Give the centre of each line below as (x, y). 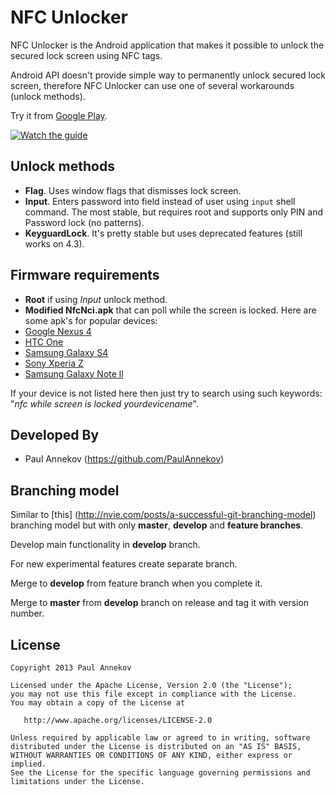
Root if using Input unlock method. (96, 299)
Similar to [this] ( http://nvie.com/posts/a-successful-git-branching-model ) (163, 515)
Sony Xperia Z (54, 363)
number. (27, 613)
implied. (28, 764)
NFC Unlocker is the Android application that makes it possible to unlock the (167, 45)
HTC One (44, 342)
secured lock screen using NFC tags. (86, 55)
